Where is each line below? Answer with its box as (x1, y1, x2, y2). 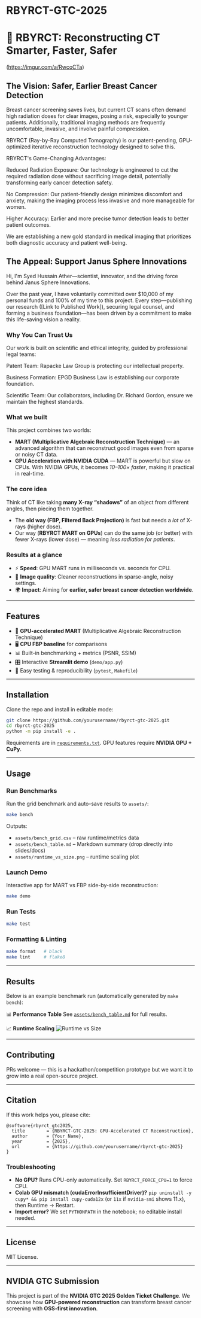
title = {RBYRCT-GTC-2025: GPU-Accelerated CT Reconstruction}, (11, 1128, 194, 1134)
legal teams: (6, 351, 36, 358)
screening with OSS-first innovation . (6, 1305, 98, 1312)
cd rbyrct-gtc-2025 (6, 723, 55, 729)
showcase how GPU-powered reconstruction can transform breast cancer (6, 1298, 191, 1305)
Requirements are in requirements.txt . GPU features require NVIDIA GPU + (6, 739, 193, 747)
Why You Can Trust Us (6, 330, 73, 339)
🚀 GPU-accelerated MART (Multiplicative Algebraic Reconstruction (14, 627, 181, 634)
